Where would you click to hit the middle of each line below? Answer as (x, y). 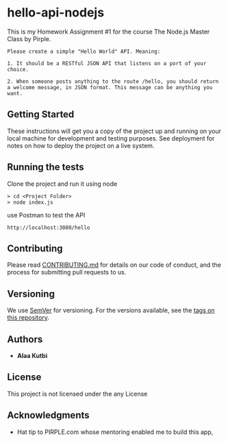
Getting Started (41, 115)
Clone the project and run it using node (62, 184)
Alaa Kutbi (32, 356)
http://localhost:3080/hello (49, 228)
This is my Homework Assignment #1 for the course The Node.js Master (109, 32)
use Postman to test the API (46, 215)
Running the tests (46, 167)
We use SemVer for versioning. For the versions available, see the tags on (111, 311)
